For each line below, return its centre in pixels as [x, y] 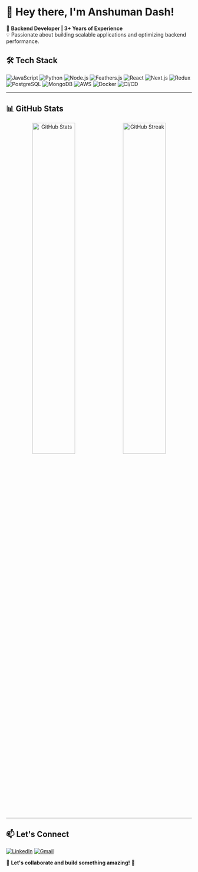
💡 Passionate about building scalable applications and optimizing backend [96, 34]
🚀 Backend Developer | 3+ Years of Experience [64, 28]
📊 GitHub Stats [35, 109]
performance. [23, 41]
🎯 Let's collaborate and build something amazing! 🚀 [71, 863]
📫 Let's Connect [38, 834]
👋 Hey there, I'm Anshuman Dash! [90, 12]
